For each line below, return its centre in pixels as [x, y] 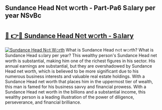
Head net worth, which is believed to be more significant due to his [72, 71]
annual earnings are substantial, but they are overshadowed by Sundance [79, 66]
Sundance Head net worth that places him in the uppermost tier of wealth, [79, 82]
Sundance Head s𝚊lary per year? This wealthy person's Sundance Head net [81, 55]
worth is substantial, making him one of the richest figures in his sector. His [80, 61]
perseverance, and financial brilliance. [43, 102]
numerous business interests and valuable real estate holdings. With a [75, 76]
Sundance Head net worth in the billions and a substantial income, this [75, 92]
